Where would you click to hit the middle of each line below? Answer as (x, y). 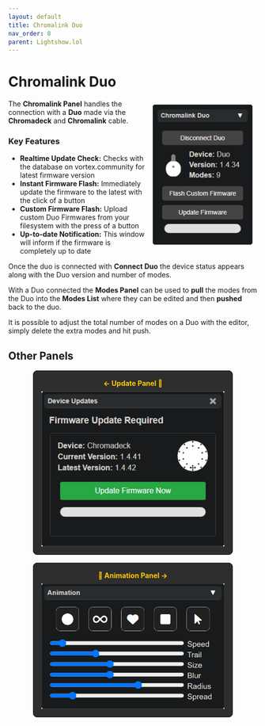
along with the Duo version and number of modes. (90, 275)
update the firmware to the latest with (81, 192)
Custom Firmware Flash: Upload (74, 209)
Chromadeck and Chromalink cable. (68, 121)
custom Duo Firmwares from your (74, 217)
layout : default (35, 17)
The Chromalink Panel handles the (65, 104)
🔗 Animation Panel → (133, 575)
